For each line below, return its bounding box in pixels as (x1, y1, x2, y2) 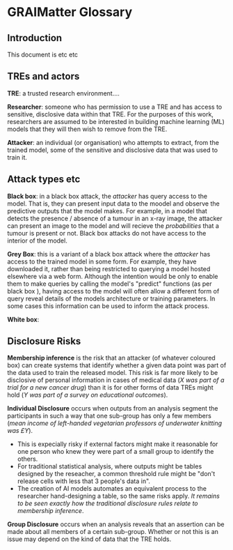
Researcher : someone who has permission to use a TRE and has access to (7, 102, 223, 111)
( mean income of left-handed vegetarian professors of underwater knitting (7, 419, 223, 427)
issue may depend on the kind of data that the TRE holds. (7, 535, 172, 544)
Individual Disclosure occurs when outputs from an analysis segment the (7, 404, 218, 413)
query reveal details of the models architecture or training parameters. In (7, 294, 216, 303)
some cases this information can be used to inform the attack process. (7, 301, 210, 310)
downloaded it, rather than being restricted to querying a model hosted (7, 264, 211, 273)
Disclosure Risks (7, 335, 81, 347)
